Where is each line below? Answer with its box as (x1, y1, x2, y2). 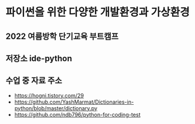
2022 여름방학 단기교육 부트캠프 (5, 31, 119, 41)
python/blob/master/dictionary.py (14, 104, 98, 111)
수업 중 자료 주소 (5, 75, 62, 86)
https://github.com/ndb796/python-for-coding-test (14, 111, 141, 118)
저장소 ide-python (5, 53, 73, 63)
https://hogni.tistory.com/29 (14, 92, 85, 99)
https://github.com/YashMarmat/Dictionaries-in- (14, 98, 134, 105)
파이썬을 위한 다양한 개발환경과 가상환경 (5, 5, 190, 19)
